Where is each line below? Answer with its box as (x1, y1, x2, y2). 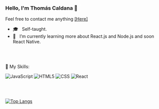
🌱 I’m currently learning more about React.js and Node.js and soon (12, 33, 154, 39)
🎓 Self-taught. (12, 26, 47, 32)
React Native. (12, 39, 41, 45)
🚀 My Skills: (5, 64, 29, 70)
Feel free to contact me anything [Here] (5, 16, 88, 22)
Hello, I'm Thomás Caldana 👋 (5, 5, 78, 12)
